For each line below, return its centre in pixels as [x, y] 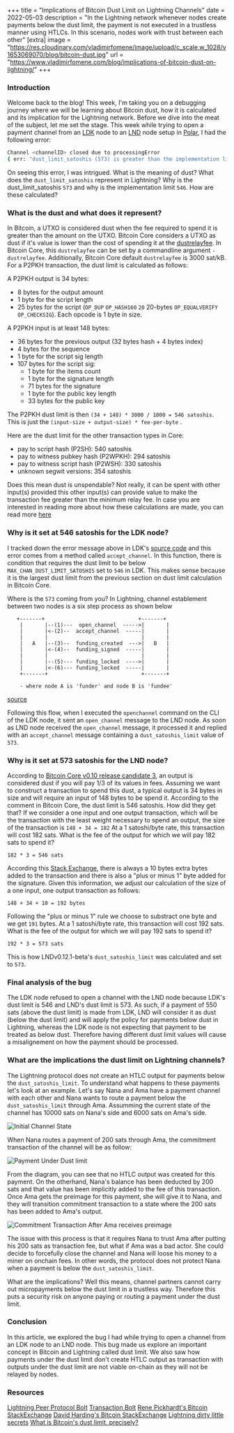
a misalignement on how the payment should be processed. [93, 1042]
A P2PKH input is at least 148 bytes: [58, 328]
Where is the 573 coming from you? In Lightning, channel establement [107, 598]
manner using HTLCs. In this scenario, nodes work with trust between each [115, 32]
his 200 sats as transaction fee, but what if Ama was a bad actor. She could [116, 1246]
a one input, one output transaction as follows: [74, 890]
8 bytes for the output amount [60, 292]
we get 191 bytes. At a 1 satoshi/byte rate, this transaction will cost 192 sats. [116, 923]
